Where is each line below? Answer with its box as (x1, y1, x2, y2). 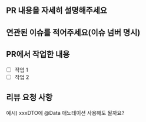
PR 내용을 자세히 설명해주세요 (6, 5, 108, 16)
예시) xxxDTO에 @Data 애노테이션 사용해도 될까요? (6, 109, 125, 116)
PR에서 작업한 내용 (6, 50, 70, 60)
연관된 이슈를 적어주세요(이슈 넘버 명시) (6, 27, 141, 37)
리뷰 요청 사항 (6, 93, 53, 103)
